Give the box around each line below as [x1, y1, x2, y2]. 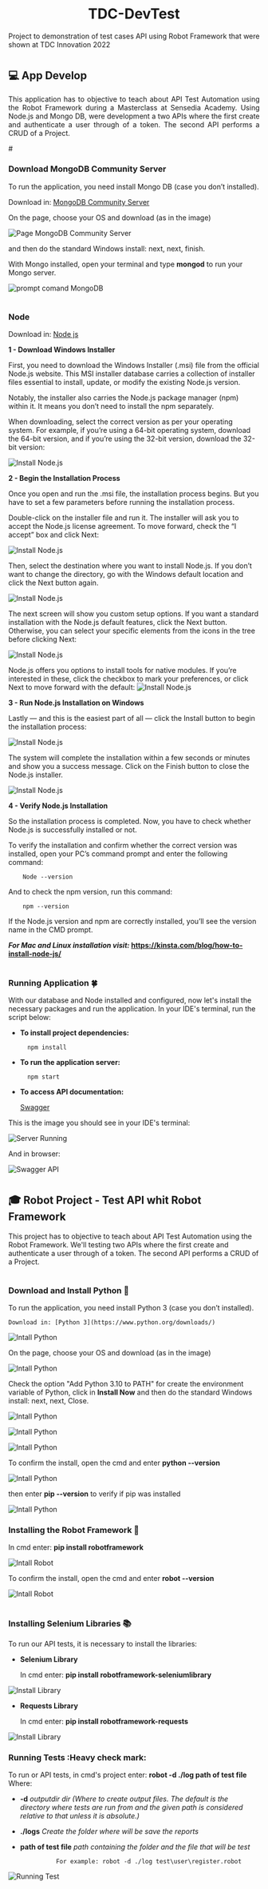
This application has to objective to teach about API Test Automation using [8, 94, 260, 104]
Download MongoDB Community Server [8, 163, 167, 174]
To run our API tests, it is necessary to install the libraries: [8, 1639, 198, 1648]
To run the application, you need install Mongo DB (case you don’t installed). [8, 182, 259, 191]
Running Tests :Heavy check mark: [8, 1751, 147, 1763]
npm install [27, 1043, 67, 1051]
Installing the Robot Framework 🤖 [8, 1525, 140, 1536]
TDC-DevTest [87, 5, 181, 23]
